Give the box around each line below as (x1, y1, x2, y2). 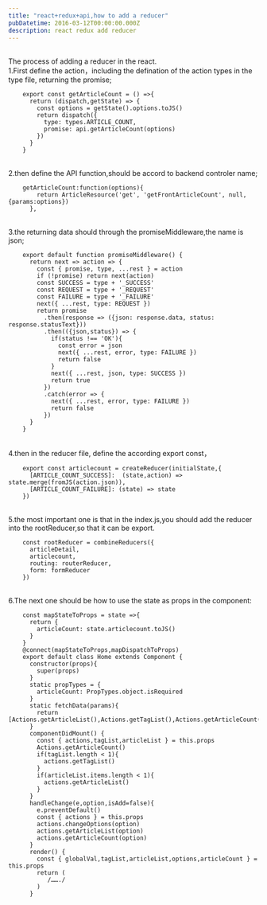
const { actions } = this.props (37, 813, 145, 821)
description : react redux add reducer (8, 26, 137, 34)
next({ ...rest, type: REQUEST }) (37, 300, 151, 308)
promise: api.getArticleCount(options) (43, 125, 176, 134)
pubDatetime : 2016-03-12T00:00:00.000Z (8, 19, 141, 27)
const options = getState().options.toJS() (37, 104, 183, 112)
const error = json (58, 341, 123, 350)
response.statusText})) (8, 321, 87, 329)
